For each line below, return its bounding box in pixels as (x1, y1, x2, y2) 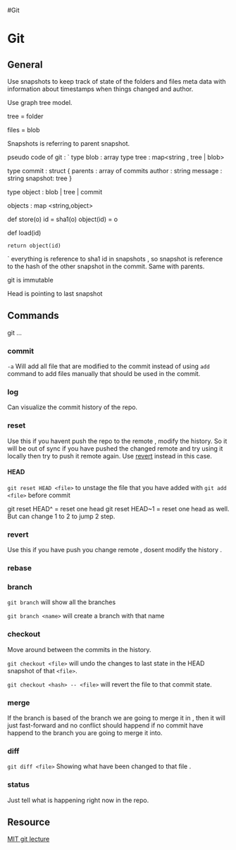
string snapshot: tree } (7, 174, 73, 182)
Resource (7, 816, 51, 828)
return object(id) (7, 242, 61, 249)
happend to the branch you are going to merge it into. (7, 729, 163, 737)
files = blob (7, 126, 40, 134)
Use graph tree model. (7, 99, 73, 106)
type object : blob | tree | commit (7, 188, 103, 196)
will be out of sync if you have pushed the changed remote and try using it (7, 444, 223, 453)
